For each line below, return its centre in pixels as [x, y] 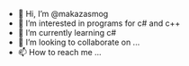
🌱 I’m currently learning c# [67, 33]
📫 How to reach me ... [59, 52]
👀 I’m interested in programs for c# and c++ [99, 23]
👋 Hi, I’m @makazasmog [63, 14]
